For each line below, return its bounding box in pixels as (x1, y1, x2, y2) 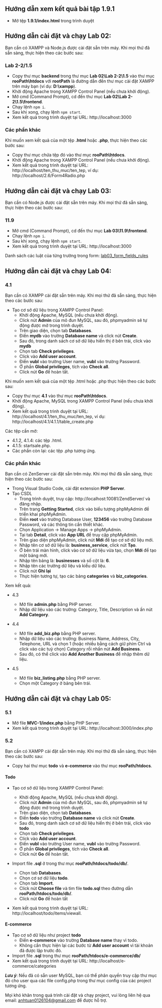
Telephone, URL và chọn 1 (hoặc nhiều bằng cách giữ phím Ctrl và (19, 641, 151, 647)
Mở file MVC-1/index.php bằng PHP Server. (12, 720, 100, 726)
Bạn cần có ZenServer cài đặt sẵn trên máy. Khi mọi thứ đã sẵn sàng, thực (5, 471, 153, 477)
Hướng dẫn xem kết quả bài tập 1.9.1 (5, 5, 115, 13)
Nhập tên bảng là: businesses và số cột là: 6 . (19, 558, 110, 564)
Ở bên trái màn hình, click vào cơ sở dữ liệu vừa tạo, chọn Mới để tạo (19, 547, 157, 554)
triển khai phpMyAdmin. (19, 511, 67, 517)
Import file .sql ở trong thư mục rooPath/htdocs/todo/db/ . (12, 860, 129, 866)
